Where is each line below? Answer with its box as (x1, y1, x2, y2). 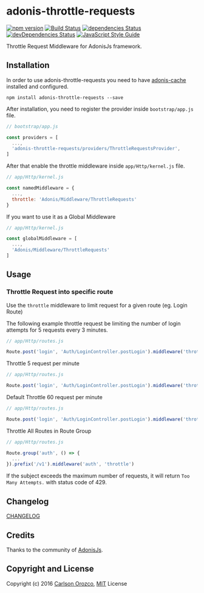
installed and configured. (6, 83, 69, 90)
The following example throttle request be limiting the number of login (6, 320, 181, 327)
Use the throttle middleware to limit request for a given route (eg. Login (6, 301, 188, 309)
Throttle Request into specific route (6, 287, 114, 296)
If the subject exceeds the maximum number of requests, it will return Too (6, 472, 190, 479)
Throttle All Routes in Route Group (6, 427, 92, 434)
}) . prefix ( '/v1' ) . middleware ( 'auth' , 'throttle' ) (6, 461, 135, 467)
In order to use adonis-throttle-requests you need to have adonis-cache (6, 76, 186, 83)
